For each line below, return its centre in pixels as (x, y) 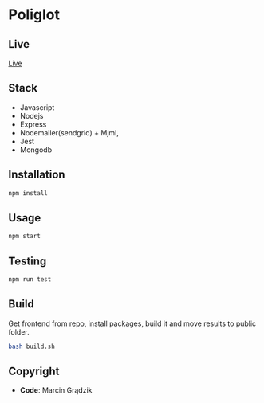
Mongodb (36, 150)
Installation (37, 175)
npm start (25, 237)
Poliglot (34, 15)
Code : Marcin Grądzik (56, 390)
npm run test (30, 280)
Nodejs (32, 115)
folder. (19, 331)
